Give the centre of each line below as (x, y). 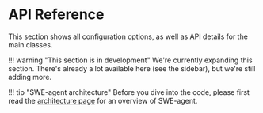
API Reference (56, 15)
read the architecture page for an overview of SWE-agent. (103, 100)
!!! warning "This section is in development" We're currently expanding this (130, 60)
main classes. (30, 44)
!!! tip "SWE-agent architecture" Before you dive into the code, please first (129, 92)
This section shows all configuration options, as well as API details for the (128, 36)
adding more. (30, 77)
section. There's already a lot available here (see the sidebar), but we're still (132, 68)
